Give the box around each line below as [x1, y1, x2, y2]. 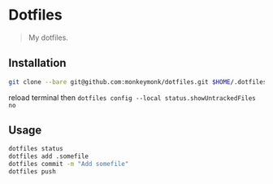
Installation [8, 56, 67, 70]
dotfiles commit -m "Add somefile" [8, 160, 129, 169]
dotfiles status [8, 145, 63, 153]
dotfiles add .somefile [8, 152, 89, 160]
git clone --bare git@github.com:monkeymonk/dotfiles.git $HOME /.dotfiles [8, 77, 267, 86]
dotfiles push [8, 168, 57, 176]
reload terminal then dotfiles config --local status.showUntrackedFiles [8, 92, 256, 103]
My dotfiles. [28, 33, 69, 42]
